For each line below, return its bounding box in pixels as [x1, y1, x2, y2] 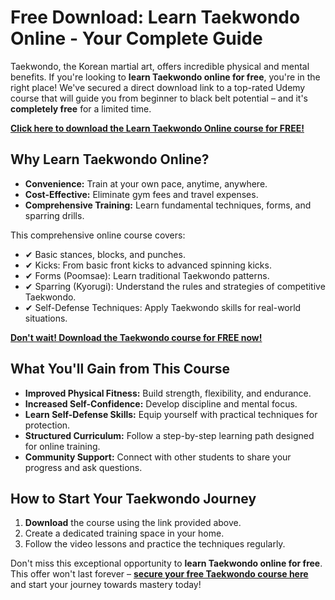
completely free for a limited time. [10, 102, 152, 115]
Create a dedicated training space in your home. [24, 527, 225, 540]
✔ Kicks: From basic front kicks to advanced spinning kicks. [24, 259, 272, 271]
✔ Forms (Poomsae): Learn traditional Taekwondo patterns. [24, 269, 270, 281]
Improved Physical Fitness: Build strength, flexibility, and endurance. [24, 387, 312, 399]
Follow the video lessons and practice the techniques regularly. [24, 538, 286, 550]
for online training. [24, 440, 101, 452]
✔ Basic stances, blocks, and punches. [24, 248, 186, 260]
